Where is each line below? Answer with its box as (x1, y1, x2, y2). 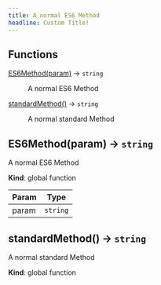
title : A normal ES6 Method (8, 11, 101, 20)
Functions (8, 48, 59, 61)
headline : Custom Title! (8, 19, 90, 27)
